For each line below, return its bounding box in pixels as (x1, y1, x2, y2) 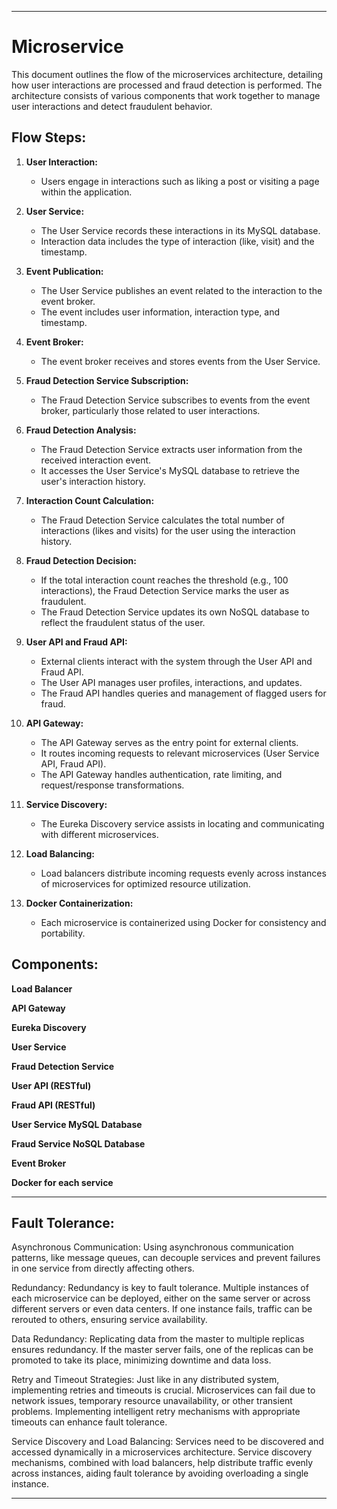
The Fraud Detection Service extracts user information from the (40, 443, 303, 455)
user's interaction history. (40, 475, 146, 487)
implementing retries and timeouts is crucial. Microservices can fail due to (11, 1384, 316, 1396)
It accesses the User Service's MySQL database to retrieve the (40, 464, 300, 476)
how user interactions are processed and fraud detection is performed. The (11, 79, 323, 91)
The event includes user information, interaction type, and (40, 306, 281, 318)
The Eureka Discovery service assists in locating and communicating (40, 817, 325, 830)
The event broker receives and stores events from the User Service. (40, 355, 321, 367)
